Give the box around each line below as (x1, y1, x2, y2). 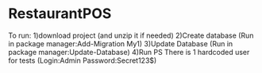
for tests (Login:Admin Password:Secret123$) (8, 56, 157, 65)
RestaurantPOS (8, 5, 112, 23)
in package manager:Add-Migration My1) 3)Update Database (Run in (8, 38, 233, 48)
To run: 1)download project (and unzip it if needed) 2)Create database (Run (8, 31, 254, 40)
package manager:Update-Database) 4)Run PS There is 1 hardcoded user (8, 47, 250, 57)
